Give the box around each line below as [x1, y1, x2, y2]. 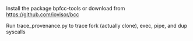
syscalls [6, 28, 26, 35]
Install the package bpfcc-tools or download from [6, 5, 125, 12]
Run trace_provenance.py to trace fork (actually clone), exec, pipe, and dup [6, 23, 188, 29]
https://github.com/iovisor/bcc [6, 11, 79, 18]
